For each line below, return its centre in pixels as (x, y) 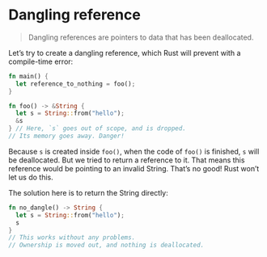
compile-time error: (41, 61)
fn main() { (28, 76)
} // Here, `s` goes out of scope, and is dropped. (97, 128)
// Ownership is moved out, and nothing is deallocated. (106, 245)
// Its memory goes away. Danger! (67, 136)
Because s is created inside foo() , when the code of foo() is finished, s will (134, 151)
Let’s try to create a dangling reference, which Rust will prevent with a (125, 53)
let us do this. (31, 177)
